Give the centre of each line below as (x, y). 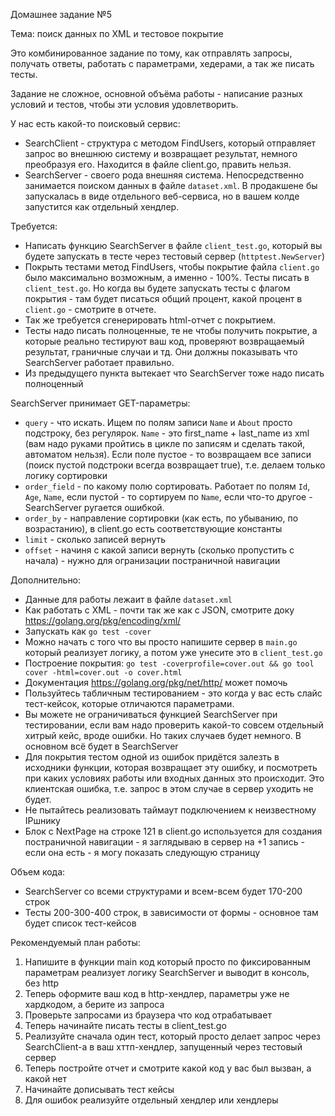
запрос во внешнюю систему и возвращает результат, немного (161, 153)
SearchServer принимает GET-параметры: (100, 403)
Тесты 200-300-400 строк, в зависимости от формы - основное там (171, 912)
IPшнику (42, 820)
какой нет (46, 1078)
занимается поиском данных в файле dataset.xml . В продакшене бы (171, 185)
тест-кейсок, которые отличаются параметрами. (129, 703)
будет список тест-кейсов (80, 923)
